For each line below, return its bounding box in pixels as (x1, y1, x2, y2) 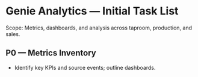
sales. (5, 30, 20, 37)
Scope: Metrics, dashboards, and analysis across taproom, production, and (5, 24, 193, 31)
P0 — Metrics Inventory (5, 48, 97, 58)
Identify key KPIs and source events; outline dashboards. (14, 64, 156, 71)
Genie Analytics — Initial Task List (5, 4, 179, 18)
